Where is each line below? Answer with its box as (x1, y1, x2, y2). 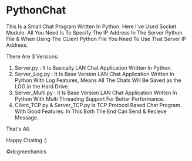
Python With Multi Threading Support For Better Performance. (14, 95, 165, 102)
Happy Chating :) (6, 136, 48, 143)
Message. (14, 114, 39, 121)
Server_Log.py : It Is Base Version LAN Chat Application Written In (14, 70, 174, 77)
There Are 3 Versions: (6, 53, 59, 60)
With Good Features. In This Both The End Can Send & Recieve (14, 108, 167, 115)
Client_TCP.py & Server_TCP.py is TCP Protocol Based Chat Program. (14, 101, 182, 108)
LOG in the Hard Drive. (14, 83, 69, 90)
